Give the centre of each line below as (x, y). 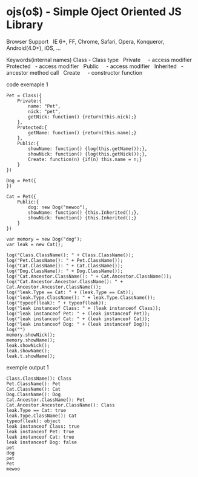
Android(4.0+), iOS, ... (34, 48)
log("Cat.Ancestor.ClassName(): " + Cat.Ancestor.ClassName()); (89, 276)
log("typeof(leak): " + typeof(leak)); (57, 303)
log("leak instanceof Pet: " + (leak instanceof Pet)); (78, 314)
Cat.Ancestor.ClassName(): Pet (46, 400)
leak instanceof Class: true (43, 426)
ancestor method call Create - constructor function (74, 72)
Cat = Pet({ (21, 196)
